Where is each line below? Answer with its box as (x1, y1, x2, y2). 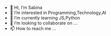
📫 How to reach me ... (9, 26, 56, 31)
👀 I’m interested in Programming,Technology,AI (9, 10, 107, 16)
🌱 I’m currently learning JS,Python (9, 15, 81, 20)
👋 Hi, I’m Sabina (9, 5, 42, 10)
